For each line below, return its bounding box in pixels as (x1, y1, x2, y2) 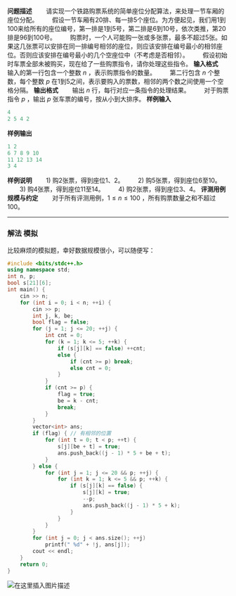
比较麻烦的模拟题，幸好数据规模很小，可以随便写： (7, 246, 155, 254)
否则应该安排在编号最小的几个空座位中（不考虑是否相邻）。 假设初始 (19, 51, 228, 59)
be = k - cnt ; (57, 397, 99, 404)
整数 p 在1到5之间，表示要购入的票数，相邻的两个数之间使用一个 (31, 77, 218, 85)
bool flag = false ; (32, 319, 90, 326)
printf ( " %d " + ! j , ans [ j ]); (44, 541, 131, 548)
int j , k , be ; (32, 312, 74, 319)
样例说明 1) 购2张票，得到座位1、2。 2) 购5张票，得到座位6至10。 (7, 176, 221, 185)
